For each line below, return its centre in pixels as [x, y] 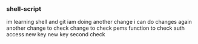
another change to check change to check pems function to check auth [96, 28]
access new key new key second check [56, 34]
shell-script [24, 9]
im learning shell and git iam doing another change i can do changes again [99, 22]
